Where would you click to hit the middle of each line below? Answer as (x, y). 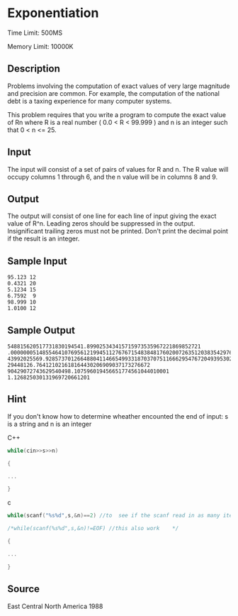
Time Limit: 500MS (35, 33)
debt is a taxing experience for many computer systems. (90, 101)
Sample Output (41, 330)
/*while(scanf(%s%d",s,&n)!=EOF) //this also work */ (93, 529)
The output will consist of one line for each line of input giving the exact (112, 216)
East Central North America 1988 (55, 606)
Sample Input (37, 261)
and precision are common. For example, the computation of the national (113, 93)
